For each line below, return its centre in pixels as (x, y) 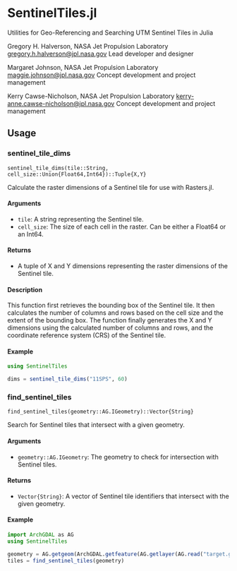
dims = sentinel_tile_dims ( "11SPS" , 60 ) (68, 379)
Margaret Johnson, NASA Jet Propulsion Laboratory (83, 67)
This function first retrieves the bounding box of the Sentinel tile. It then (111, 306)
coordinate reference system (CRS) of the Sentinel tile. (87, 335)
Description (25, 289)
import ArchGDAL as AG (41, 535)
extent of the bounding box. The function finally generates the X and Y (110, 320)
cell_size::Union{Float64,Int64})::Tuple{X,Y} (77, 174)
